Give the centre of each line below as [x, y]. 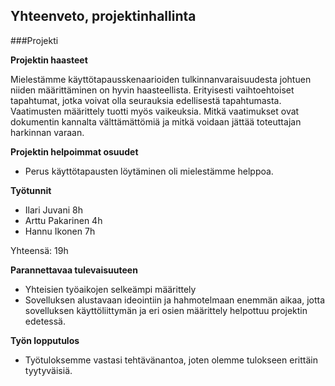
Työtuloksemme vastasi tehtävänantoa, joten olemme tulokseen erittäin [171, 360]
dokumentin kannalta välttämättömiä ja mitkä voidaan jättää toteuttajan [156, 121]
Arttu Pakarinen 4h [63, 220]
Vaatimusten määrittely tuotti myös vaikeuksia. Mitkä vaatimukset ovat [155, 111]
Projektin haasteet [49, 60]
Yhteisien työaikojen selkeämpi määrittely [110, 289]
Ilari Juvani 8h [54, 210]
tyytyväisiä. [48, 370]
